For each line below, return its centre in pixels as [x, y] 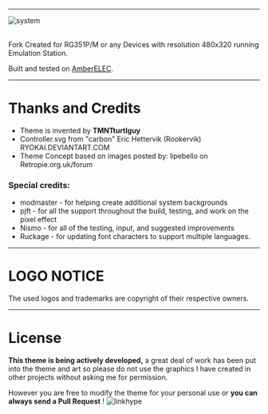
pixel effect [38, 220]
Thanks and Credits [75, 108]
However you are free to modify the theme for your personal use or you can [133, 393]
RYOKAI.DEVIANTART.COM [65, 147]
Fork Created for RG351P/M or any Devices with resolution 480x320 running [134, 44]
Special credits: [39, 185]
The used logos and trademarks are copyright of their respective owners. [129, 299]
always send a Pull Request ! [57, 401]
